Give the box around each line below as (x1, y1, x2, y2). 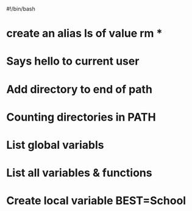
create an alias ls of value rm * (6, 27, 163, 40)
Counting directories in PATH (6, 110, 157, 124)
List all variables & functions (6, 166, 152, 180)
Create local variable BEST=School (6, 194, 187, 208)
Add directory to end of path (6, 82, 152, 96)
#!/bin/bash (6, 5, 35, 12)
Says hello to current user (6, 54, 140, 68)
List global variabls (6, 138, 104, 152)
